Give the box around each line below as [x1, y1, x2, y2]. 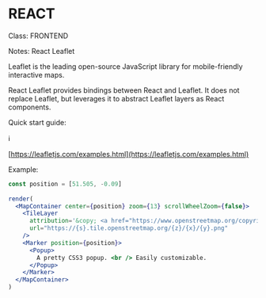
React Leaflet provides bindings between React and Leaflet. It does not [8, 85, 240, 95]
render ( [8, 195, 34, 203]
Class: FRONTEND [8, 31, 69, 40]
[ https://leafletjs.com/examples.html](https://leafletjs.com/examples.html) [8, 149, 249, 159]
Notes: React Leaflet [8, 46, 75, 55]
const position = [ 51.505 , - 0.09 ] [8, 180, 123, 188]
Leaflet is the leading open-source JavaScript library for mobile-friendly [8, 61, 243, 71]
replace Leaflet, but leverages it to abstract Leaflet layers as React [8, 94, 225, 103]
